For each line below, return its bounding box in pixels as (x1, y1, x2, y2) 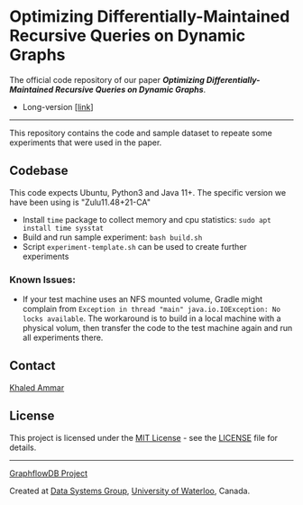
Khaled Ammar (9, 381, 65, 393)
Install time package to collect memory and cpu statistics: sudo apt (22, 214, 272, 225)
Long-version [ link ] (22, 101, 94, 112)
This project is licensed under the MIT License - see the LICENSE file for (9, 432, 278, 443)
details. (9, 442, 37, 453)
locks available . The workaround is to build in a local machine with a (22, 313, 281, 324)
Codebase (9, 163, 69, 179)
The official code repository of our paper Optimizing (9, 74, 206, 85)
